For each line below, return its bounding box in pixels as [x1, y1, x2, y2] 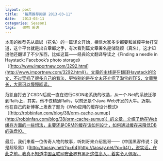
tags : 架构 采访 [5, 25, 40, 30]
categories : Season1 [5, 20, 47, 26]
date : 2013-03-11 [5, 16, 45, 21]
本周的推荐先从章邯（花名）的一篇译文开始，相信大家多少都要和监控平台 [5, 39, 149, 45]
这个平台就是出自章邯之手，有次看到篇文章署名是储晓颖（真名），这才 [13, 45, 152, 51]
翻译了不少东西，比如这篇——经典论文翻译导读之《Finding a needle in [17, 52, 158, 57]
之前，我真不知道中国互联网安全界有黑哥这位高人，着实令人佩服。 [9, 151, 141, 157]
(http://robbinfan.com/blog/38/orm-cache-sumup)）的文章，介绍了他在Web [5, 116, 158, 122]
